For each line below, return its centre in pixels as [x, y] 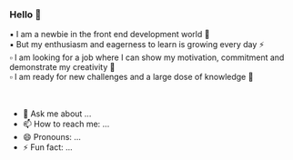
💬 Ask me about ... [57, 114]
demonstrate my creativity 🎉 [62, 67]
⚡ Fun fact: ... [47, 147]
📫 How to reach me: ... [66, 124]
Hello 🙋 [25, 15]
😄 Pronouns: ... [52, 137]
